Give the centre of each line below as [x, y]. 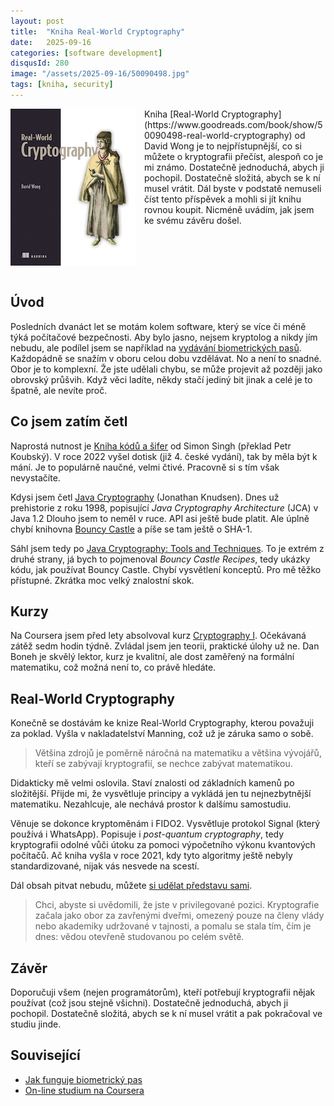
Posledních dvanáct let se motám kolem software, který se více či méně [158, 326]
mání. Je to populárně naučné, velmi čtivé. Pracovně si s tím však [145, 467]
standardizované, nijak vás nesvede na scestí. [105, 866]
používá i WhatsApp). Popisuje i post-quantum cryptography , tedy [147, 834]
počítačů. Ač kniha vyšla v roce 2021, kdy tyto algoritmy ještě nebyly [151, 856]
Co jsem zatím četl [69, 421]
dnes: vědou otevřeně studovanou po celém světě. [139, 937]
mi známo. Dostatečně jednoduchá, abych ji [234, 167]
